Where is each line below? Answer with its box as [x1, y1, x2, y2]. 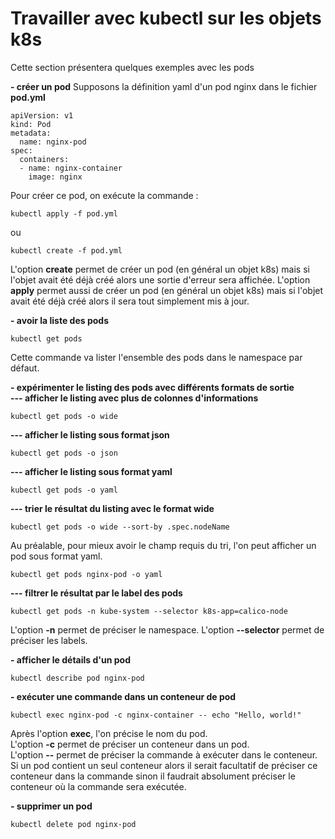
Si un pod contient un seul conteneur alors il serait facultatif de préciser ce [10, 759, 318, 771]
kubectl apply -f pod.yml [10, 208, 118, 219]
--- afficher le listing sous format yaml [10, 465, 173, 477]
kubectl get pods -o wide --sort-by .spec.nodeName [10, 522, 230, 532]
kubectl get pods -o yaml [10, 485, 118, 495]
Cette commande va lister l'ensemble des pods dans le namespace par [10, 351, 303, 363]
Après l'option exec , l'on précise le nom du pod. [10, 727, 208, 739]
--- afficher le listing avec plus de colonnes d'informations [10, 392, 259, 404]
